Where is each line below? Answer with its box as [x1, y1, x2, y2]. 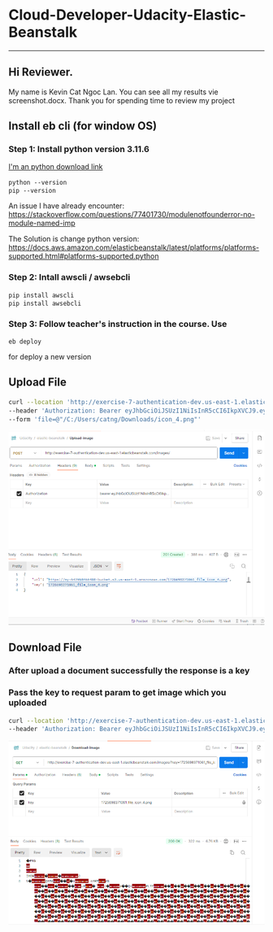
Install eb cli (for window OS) [8, 120, 157, 133]
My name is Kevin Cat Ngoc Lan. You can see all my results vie [8, 87, 219, 97]
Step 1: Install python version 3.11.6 [8, 144, 150, 155]
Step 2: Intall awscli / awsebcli [8, 272, 131, 283]
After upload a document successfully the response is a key [8, 665, 250, 677]
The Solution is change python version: [8, 234, 140, 244]
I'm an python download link [8, 162, 103, 172]
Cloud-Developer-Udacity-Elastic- [8, 6, 246, 24]
